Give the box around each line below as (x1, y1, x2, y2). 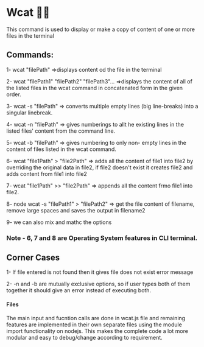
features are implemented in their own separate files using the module (6, 321, 183, 328)
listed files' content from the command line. (6, 127, 116, 135)
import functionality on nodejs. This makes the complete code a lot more (6, 327, 189, 334)
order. (6, 91, 21, 98)
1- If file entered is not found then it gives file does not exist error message (6, 268, 194, 276)
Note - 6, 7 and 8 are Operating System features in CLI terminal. (6, 234, 198, 242)
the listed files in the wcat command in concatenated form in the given (6, 84, 183, 91)
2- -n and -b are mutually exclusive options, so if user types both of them (6, 280, 191, 288)
